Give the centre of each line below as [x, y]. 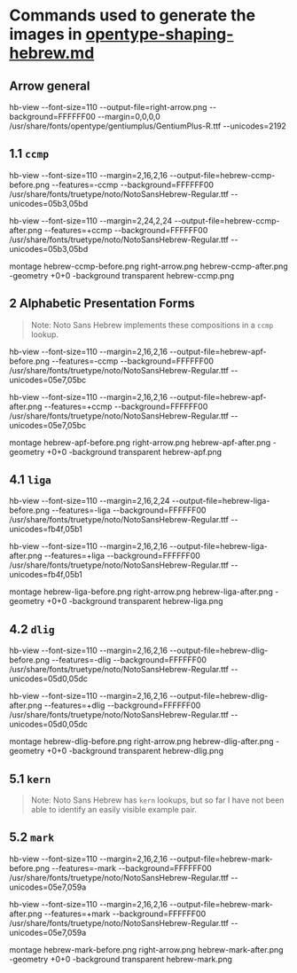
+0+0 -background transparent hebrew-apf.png [134, 451]
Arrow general [50, 86]
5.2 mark [32, 838]
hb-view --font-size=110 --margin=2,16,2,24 [90, 501]
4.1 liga [30, 480]
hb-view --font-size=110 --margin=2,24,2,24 [91, 220]
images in [46, 34]
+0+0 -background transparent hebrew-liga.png [135, 601]
